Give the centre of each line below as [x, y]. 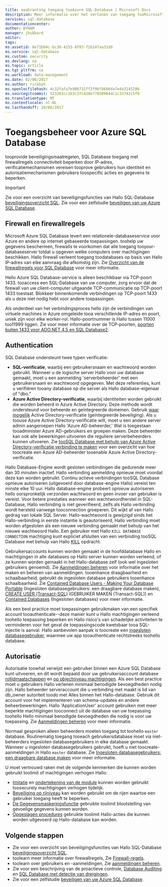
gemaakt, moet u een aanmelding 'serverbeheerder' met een [75, 378]
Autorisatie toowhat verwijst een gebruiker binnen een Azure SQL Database [83, 668]
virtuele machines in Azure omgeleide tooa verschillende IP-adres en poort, [83, 314]
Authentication [29, 345]
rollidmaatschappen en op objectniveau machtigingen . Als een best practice [83, 679]
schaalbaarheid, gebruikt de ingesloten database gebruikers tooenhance [80, 578]
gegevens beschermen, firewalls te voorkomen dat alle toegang [71, 246]
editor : [13, 38]
